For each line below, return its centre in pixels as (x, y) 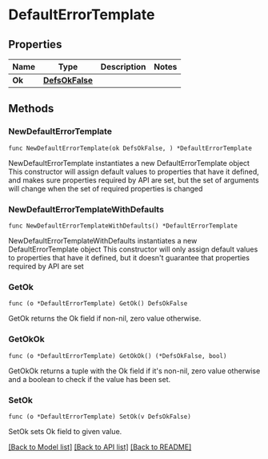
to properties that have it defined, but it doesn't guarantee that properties (129, 257)
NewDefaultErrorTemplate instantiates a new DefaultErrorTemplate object (129, 163)
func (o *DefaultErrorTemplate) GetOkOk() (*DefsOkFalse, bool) (118, 356)
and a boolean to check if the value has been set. (90, 379)
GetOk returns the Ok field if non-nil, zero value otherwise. (105, 319)
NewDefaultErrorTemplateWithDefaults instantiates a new (103, 240)
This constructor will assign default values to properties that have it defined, (134, 171)
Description (123, 67)
